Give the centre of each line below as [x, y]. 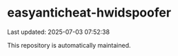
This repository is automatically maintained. [69, 45]
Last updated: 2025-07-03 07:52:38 [59, 32]
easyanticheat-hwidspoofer [89, 13]
